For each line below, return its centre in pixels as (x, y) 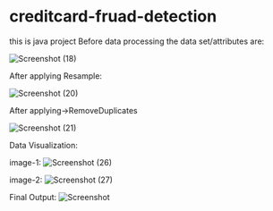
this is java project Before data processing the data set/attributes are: (137, 41)
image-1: (26, 162)
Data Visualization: (44, 145)
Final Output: (33, 197)
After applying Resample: (56, 76)
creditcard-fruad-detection (113, 17)
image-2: (26, 180)
